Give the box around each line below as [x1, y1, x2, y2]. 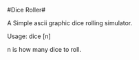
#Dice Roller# [7, 6, 46, 14]
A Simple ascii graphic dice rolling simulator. [7, 19, 133, 27]
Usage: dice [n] [7, 32, 51, 40]
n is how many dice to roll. [7, 46, 81, 53]
